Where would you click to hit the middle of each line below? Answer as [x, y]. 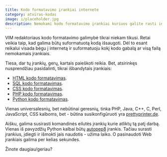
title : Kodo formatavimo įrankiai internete [52, 10]
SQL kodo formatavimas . [38, 83]
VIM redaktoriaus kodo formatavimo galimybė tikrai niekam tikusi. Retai [78, 38]
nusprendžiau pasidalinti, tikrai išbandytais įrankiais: [58, 69]
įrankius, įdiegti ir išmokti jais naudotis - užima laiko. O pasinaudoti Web [79, 134]
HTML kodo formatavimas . [40, 78]
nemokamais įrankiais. [28, 54]
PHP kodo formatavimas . [38, 94]
